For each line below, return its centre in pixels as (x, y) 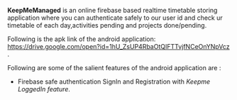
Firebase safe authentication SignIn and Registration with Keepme (114, 82)
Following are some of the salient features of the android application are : (114, 68)
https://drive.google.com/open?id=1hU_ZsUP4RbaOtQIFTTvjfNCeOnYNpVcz (118, 46)
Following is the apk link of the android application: (82, 39)
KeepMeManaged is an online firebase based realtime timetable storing (112, 10)
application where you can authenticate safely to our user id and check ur (115, 18)
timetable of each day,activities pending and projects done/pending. (107, 25)
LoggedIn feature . (44, 89)
